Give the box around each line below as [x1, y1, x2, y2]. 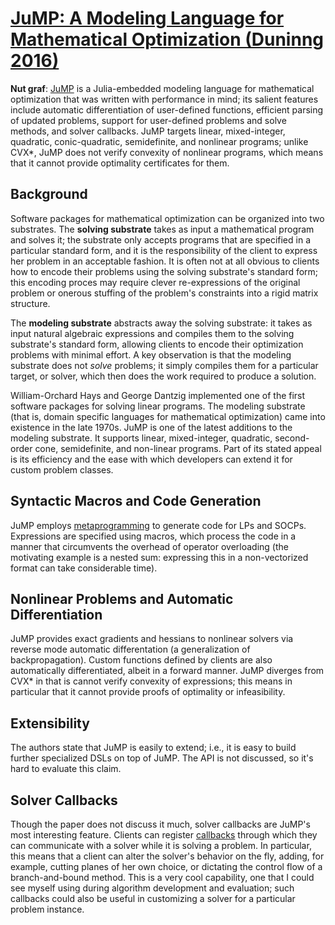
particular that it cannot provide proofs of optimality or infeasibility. [10, 686, 286, 698]
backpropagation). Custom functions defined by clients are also [10, 654, 273, 666]
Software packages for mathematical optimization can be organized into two [10, 212, 325, 224]
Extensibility [10, 715, 90, 732]
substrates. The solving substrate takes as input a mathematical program [10, 223, 315, 235]
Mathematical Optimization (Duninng [10, 28, 325, 51]
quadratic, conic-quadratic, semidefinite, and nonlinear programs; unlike [10, 135, 309, 147]
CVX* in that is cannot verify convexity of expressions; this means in [10, 675, 293, 687]
